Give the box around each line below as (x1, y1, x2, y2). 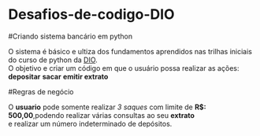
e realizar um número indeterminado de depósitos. (8, 119, 173, 128)
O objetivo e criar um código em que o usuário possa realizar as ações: (8, 63, 240, 72)
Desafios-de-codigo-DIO (8, 6, 175, 24)
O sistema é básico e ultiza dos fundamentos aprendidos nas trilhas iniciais (8, 46, 252, 56)
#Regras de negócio (8, 86, 74, 96)
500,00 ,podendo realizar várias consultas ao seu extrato (8, 110, 195, 119)
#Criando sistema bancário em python (8, 31, 132, 41)
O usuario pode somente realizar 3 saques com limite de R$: (8, 102, 206, 112)
